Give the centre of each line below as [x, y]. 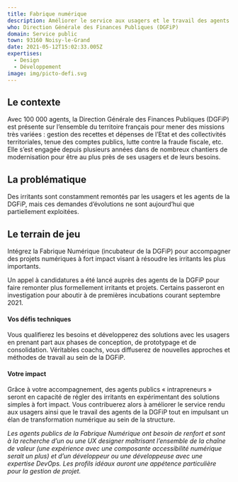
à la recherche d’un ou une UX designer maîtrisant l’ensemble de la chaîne [117, 441]
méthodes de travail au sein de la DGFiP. [67, 358]
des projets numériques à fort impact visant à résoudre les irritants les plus [117, 258]
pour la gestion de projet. [44, 471]
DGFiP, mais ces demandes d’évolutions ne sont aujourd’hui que [101, 204]
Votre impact [27, 373]
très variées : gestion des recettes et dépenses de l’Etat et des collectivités [117, 134]
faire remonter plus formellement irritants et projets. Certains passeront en [116, 287]
